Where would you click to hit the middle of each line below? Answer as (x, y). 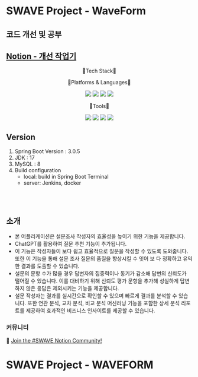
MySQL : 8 (27, 164)
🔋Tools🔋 (99, 106)
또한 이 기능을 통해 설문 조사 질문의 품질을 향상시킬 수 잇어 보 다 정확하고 (98, 259)
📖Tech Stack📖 (99, 71)
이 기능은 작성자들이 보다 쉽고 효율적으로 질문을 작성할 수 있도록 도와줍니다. (101, 251)
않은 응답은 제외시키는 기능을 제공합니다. (72, 289)
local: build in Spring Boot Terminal (66, 177)
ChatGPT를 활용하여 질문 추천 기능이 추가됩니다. (71, 244)
